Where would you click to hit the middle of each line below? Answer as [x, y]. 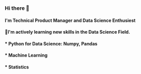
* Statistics [17, 67]
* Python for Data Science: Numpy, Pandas [51, 43]
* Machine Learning [26, 55]
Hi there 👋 [17, 8]
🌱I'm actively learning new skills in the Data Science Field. [67, 32]
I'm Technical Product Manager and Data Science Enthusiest [70, 20]
